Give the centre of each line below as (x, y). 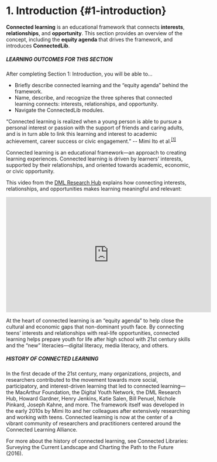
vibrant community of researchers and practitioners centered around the (94, 423)
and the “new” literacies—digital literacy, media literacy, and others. (87, 345)
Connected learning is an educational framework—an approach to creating (96, 152)
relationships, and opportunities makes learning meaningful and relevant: (94, 189)
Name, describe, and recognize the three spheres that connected (93, 97)
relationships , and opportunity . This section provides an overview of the (94, 33)
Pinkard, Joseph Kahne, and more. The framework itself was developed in (95, 405)
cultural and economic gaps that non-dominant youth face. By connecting (95, 327)
